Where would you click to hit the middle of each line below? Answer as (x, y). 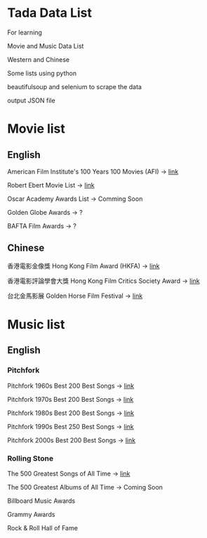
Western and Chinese (39, 59)
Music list (36, 324)
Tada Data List (50, 13)
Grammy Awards (31, 514)
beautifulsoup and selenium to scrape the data (75, 86)
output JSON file (31, 100)
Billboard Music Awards (41, 501)
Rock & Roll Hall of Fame (43, 527)
